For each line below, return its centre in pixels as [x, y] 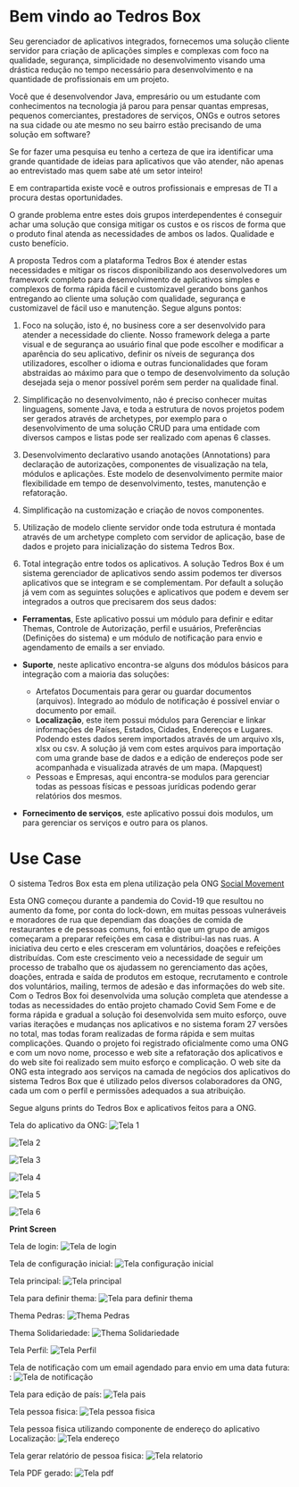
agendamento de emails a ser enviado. [93, 647]
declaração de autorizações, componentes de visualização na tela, [145, 464]
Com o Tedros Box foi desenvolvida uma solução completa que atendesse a [149, 995]
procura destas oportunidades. [66, 197]
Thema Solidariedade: [50, 1332]
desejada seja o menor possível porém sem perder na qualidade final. [150, 382]
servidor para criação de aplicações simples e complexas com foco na [139, 50]
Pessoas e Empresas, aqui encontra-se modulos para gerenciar [153, 777]
